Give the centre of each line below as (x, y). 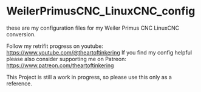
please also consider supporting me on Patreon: (66, 59)
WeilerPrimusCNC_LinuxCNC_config (101, 11)
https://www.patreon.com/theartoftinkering (60, 65)
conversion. (21, 34)
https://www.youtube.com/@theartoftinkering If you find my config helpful (99, 52)
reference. (19, 84)
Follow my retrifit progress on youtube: (55, 46)
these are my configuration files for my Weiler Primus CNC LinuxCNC (93, 28)
